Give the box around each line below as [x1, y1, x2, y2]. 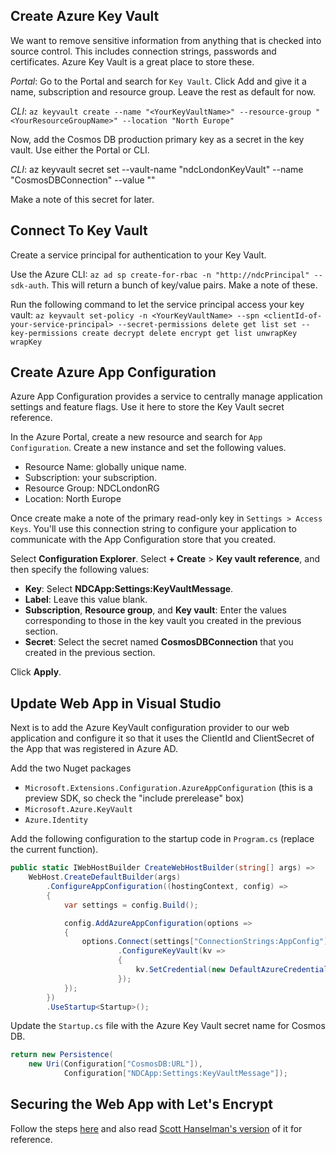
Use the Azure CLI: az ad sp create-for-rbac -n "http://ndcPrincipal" [10, 268, 310, 280]
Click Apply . [10, 666, 62, 678]
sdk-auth [10, 280, 47, 291]
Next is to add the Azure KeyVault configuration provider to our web [10, 722, 290, 734]
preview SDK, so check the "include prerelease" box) [24, 792, 245, 804]
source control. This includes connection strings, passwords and [10, 45, 277, 57]
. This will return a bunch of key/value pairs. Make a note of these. [46, 279, 318, 291]
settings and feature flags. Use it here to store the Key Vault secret [10, 401, 285, 413]
